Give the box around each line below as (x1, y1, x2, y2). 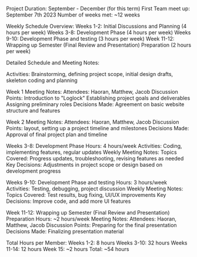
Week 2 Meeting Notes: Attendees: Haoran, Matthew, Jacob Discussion (6, 118, 179, 126)
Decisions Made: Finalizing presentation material (6, 228, 124, 235)
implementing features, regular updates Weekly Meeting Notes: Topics (6, 149, 178, 156)
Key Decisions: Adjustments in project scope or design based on (6, 162, 163, 168)
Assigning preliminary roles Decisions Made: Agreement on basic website (6, 101, 185, 108)
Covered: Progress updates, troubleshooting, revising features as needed (6, 155, 184, 162)
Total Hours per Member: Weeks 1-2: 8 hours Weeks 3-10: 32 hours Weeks (6, 239, 188, 246)
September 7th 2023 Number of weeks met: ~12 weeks (6, 11, 140, 18)
